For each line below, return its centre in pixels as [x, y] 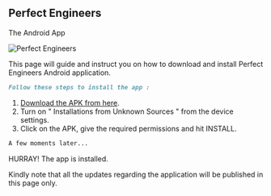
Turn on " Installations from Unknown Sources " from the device [127, 111]
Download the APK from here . [70, 102]
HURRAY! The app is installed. [59, 158]
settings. [35, 119]
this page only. [33, 183]
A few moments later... [49, 143]
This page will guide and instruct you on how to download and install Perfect [136, 64]
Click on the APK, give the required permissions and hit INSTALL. [128, 128]
